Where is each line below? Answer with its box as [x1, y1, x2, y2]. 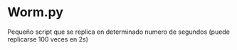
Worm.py [7, 4, 64, 20]
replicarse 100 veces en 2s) [7, 35, 89, 43]
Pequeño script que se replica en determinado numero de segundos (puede [7, 27, 230, 36]
